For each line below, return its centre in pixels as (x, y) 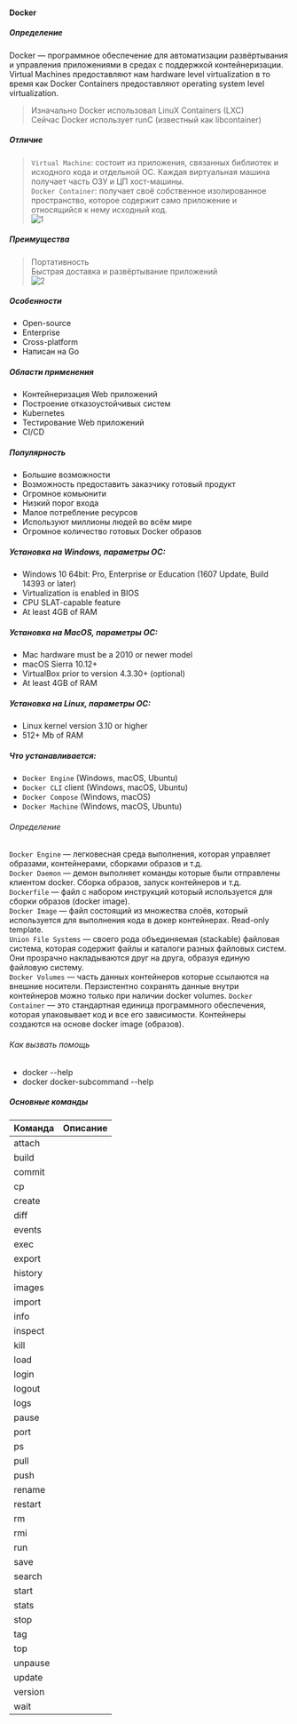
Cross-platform (50, 342)
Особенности (35, 301)
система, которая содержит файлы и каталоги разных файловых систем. (148, 949)
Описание (85, 1128)
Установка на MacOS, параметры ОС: (83, 632)
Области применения (52, 372)
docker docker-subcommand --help (88, 1081)
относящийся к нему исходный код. (99, 210)
